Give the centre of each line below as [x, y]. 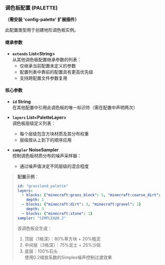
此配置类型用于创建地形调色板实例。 [42, 30]
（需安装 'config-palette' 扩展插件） [42, 20]
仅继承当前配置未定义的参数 [48, 66]
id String [21, 101]
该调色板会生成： [34, 228]
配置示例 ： [28, 177]
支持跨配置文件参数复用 [43, 78]
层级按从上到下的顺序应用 [46, 140]
